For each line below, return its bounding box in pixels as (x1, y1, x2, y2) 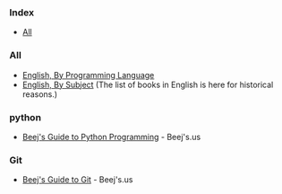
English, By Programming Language (21, 69, 155, 80)
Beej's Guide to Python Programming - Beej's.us (21, 131, 201, 142)
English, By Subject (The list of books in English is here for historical (21, 79, 274, 90)
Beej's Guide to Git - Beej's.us (21, 174, 133, 185)
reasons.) (21, 88, 58, 100)
